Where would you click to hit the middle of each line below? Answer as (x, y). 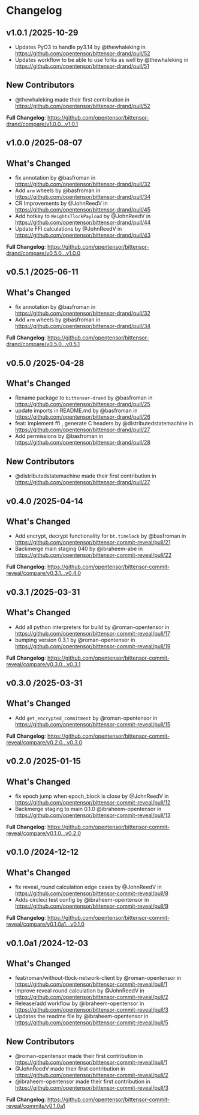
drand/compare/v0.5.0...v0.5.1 (43, 344)
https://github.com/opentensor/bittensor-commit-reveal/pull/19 (93, 646)
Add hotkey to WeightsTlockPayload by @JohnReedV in (83, 216)
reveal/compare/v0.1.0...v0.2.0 (44, 833)
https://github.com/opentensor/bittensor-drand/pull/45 (83, 210)
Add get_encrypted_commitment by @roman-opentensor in (86, 718)
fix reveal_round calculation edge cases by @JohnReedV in (88, 887)
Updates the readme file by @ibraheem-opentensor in (82, 1016)
